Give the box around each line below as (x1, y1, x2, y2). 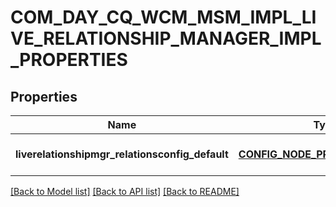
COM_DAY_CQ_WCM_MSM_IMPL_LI (10, 6, 317, 29)
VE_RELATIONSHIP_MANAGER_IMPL (10, 27, 322, 50)
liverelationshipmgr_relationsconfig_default (15, 147, 229, 161)
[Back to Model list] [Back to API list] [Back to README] (10, 186, 240, 197)
